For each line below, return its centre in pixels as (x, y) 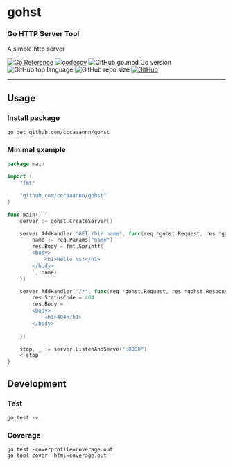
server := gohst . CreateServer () (66, 221)
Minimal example (36, 150)
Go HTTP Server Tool (43, 34)
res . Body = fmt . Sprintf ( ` (70, 247)
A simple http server (36, 49)
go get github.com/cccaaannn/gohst (59, 133)
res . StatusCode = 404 (63, 298)
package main (26, 164)
